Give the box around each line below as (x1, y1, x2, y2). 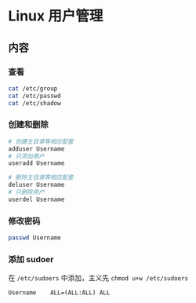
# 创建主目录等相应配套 (8, 137, 74, 145)
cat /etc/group (8, 84, 58, 93)
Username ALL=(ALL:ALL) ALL (8, 289, 111, 297)
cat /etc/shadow (8, 99, 61, 107)
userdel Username (8, 195, 65, 203)
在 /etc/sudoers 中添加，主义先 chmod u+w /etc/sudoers (8, 273, 189, 283)
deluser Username (8, 181, 65, 189)
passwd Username (8, 234, 61, 242)
